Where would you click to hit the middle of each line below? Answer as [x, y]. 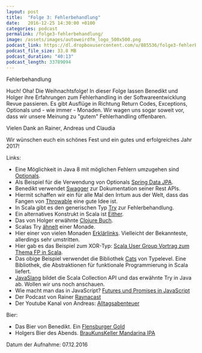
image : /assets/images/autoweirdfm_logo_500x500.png [74, 40]
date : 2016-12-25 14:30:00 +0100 [51, 23]
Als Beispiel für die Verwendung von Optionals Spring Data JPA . [94, 182]
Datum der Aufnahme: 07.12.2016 [47, 344]
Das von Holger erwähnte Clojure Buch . [64, 220]
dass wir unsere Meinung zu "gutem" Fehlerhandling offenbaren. [87, 116]
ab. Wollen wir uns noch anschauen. [60, 284]
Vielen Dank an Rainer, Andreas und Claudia [61, 128]
